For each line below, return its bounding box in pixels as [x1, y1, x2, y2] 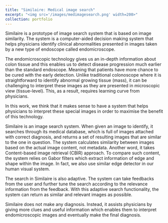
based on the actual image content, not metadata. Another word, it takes [5, 145, 155, 151]
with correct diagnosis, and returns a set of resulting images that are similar [5, 134, 161, 140]
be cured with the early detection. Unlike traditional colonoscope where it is [5, 72, 161, 78]
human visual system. [5, 166, 50, 172]
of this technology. [5, 114, 44, 120]
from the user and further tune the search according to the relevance [5, 181, 148, 187]
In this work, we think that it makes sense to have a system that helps [5, 103, 148, 109]
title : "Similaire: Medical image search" [5, 7, 95, 13]
